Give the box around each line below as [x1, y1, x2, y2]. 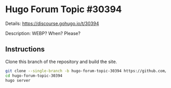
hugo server [5, 78, 31, 83]
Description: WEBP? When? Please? [5, 30, 80, 36]
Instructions [5, 45, 45, 54]
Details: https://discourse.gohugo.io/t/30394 [5, 20, 99, 26]
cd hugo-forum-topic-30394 [5, 73, 63, 78]
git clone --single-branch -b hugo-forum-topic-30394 [5, 68, 122, 73]
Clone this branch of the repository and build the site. [5, 58, 117, 65]
